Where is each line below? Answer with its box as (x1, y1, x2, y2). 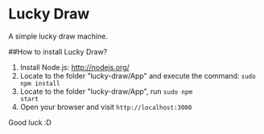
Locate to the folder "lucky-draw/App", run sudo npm (19, 86, 193, 96)
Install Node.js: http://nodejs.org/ (19, 62, 130, 72)
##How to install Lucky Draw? (8, 47, 108, 56)
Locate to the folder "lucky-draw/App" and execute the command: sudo (19, 71, 256, 80)
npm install (19, 79, 60, 87)
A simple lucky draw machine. (8, 31, 109, 41)
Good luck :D (8, 117, 52, 127)
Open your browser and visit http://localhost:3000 (19, 102, 192, 112)
